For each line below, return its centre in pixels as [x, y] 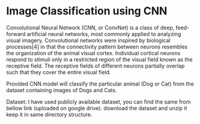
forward [16, 34]
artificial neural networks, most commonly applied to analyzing [104, 34]
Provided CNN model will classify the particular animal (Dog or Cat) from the [100, 84]
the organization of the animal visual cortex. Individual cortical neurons [93, 53]
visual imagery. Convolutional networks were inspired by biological [88, 40]
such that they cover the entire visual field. [59, 72]
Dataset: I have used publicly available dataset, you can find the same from [99, 102]
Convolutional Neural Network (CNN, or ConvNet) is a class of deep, [90, 28]
